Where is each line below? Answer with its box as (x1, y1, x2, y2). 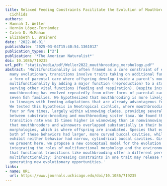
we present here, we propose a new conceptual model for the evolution (9, 141, 162, 146)
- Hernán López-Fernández (5, 26, 59, 31)
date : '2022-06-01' (5, 40, 46, 45)
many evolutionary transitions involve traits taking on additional (9, 72, 155, 77)
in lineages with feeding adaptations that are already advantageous (9, 100, 157, 105)
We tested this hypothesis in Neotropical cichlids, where (9, 104, 135, 109)
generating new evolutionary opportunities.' (9, 159, 106, 164)
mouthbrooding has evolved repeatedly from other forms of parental (9, 90, 155, 95)
